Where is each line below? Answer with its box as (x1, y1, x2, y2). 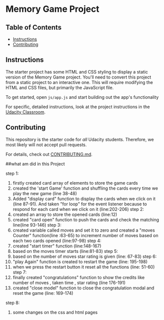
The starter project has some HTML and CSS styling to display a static (5, 69, 148, 75)
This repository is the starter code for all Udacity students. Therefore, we (5, 136, 154, 142)
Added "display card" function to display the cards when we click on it (12, 196, 156, 201)
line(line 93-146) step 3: (12, 222, 62, 228)
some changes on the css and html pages (12, 309, 98, 315)
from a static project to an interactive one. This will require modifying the (5, 79, 153, 85)
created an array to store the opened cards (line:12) (12, 211, 118, 217)
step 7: (12, 269, 27, 275)
